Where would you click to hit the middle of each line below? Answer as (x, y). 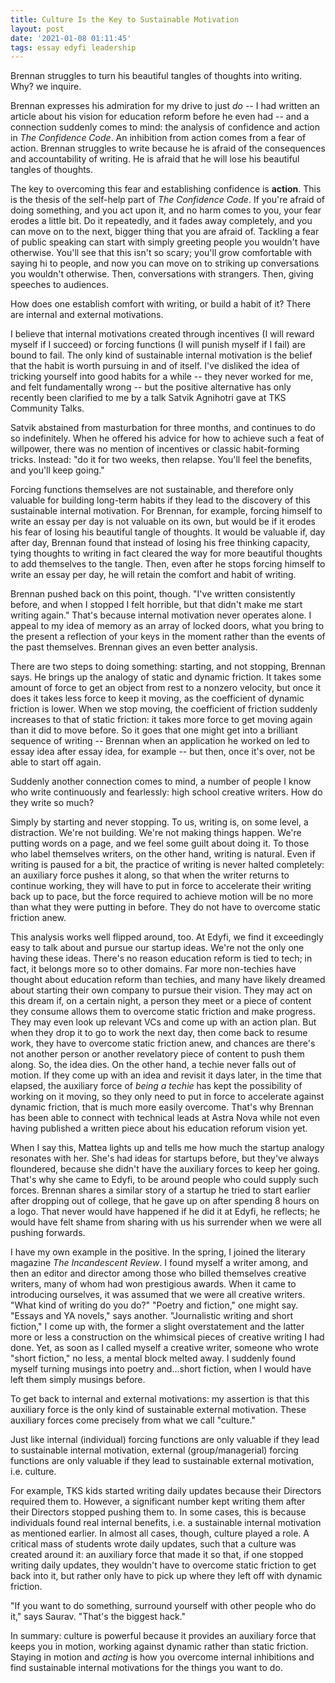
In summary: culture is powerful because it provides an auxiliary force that (163, 1636)
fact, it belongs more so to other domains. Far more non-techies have (153, 969)
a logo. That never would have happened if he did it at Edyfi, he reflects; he (165, 1212)
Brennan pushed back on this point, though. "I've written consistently (153, 594)
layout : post (37, 29)
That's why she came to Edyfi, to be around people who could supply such (164, 1180)
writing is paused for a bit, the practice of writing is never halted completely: (167, 865)
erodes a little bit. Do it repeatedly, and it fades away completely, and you (161, 221)
